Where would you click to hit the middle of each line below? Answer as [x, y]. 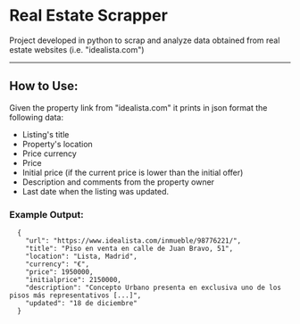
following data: [37, 117]
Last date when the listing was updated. [96, 191]
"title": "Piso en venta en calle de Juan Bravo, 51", [129, 249]
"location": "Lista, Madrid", [82, 257]
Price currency [50, 154]
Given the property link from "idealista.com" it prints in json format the [138, 107]
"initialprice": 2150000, [74, 280]
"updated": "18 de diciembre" [82, 303]
